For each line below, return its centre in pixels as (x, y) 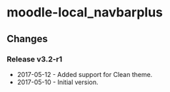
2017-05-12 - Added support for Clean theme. (85, 74)
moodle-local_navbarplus (85, 12)
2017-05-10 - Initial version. (57, 82)
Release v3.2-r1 (35, 59)
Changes (27, 39)
